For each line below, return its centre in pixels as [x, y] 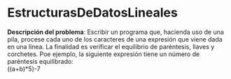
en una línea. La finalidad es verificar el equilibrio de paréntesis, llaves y [111, 46]
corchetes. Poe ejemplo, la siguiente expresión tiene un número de [104, 54]
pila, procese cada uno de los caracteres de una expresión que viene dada [115, 39]
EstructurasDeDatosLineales [93, 13]
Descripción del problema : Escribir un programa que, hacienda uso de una [115, 32]
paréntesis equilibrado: [40, 61]
